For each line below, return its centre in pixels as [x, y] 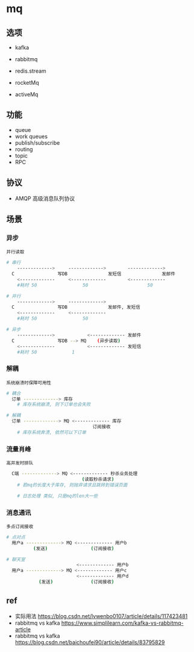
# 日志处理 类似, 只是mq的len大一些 [58, 496]
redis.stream [30, 71]
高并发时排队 [20, 463]
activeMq [27, 94]
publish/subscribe [37, 143]
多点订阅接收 [20, 526]
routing [24, 149]
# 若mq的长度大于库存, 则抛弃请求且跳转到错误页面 [72, 485]
